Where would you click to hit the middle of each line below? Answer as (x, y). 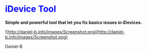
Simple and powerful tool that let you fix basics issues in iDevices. (74, 22)
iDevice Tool (31, 9)
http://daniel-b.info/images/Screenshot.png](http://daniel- (66, 32)
